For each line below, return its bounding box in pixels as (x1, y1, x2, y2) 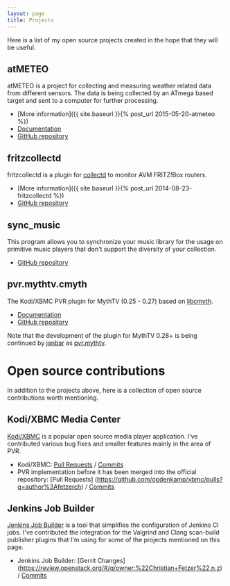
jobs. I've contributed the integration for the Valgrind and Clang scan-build (7, 528, 220, 537)
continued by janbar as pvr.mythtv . (7, 339, 107, 347)
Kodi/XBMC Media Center (7, 414, 121, 425)
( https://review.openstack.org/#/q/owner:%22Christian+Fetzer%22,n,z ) (17, 564, 223, 572)
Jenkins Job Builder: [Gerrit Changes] (17, 557, 126, 565)
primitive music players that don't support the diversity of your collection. (7, 245, 217, 253)
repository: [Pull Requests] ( (17, 475, 98, 483)
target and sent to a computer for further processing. (7, 97, 159, 105)
